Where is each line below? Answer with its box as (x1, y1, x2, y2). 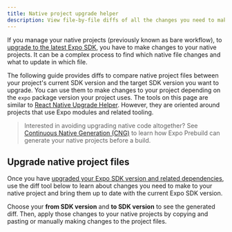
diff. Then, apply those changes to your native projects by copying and (7, 210, 209, 218)
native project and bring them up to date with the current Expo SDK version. (7, 189, 223, 197)
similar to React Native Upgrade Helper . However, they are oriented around (7, 100, 220, 109)
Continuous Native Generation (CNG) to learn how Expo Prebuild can (23, 129, 220, 137)
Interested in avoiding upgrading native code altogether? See (23, 121, 198, 130)
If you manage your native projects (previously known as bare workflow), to (7, 35, 222, 44)
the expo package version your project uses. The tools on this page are (7, 93, 209, 101)
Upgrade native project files (7, 156, 130, 168)
